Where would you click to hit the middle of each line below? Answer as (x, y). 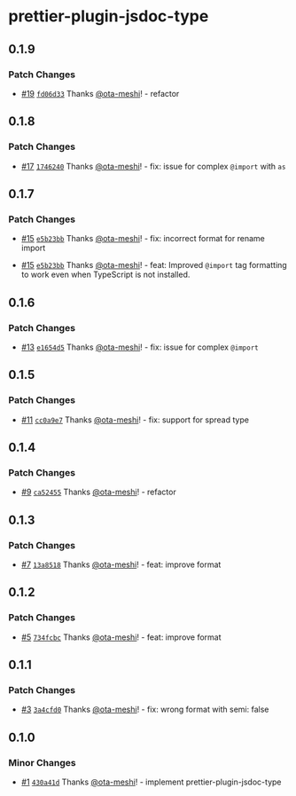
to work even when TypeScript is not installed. (105, 275)
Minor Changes (42, 762)
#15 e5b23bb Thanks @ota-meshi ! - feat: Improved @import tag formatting (154, 265)
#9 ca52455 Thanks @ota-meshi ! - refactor (98, 492)
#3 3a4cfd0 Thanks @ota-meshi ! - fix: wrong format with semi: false (145, 709)
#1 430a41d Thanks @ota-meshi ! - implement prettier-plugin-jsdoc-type (151, 782)
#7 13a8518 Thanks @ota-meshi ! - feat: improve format (121, 564)
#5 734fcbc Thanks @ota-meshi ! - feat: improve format (121, 637)
